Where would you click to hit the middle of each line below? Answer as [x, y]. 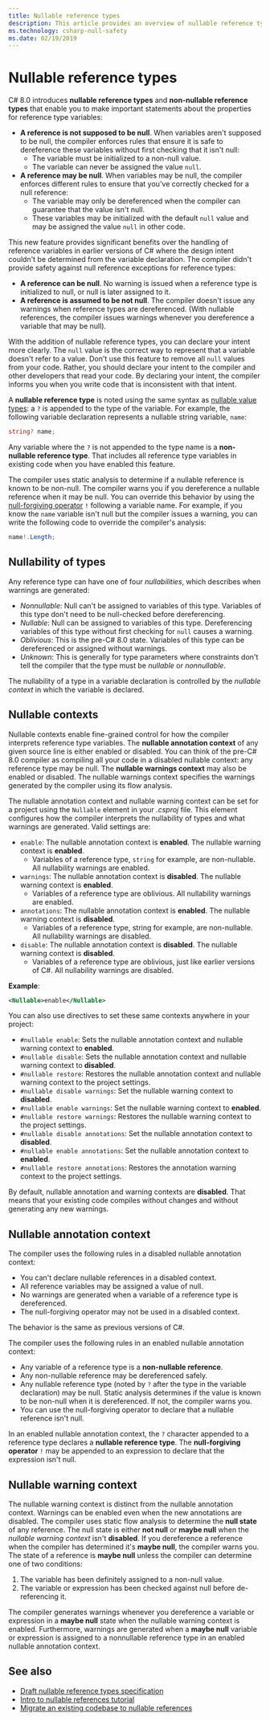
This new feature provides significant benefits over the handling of [119, 243]
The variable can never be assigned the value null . [117, 167]
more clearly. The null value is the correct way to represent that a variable [132, 350]
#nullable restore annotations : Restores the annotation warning [128, 1168]
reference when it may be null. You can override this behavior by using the [131, 497]
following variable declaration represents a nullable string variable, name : [128, 417]
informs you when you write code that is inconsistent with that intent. [123, 384]
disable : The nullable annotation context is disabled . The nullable [129, 944]
